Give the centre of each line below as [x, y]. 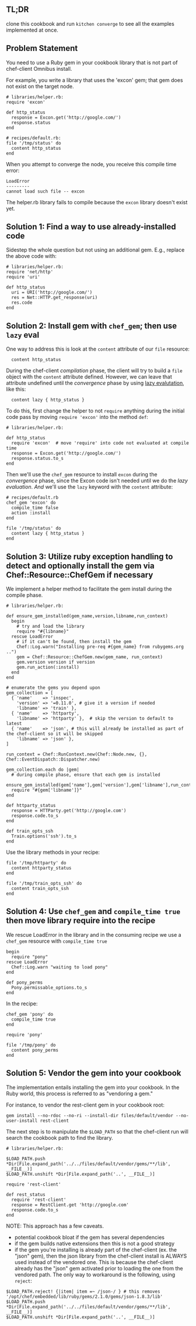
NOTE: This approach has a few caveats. [55, 1226]
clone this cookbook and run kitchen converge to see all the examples [90, 23]
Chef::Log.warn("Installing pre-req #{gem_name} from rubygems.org [100, 647]
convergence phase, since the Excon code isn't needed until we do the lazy [97, 481]
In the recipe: [22, 1004]
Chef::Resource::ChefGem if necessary [80, 575]
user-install [22, 1121]
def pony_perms [24, 983]
